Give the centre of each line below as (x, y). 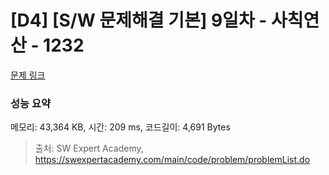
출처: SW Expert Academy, (89, 148)
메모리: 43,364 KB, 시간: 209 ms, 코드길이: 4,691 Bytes (120, 127)
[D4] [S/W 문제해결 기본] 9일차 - (139, 20)
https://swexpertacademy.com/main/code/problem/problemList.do (172, 160)
